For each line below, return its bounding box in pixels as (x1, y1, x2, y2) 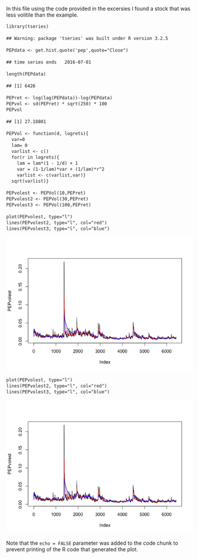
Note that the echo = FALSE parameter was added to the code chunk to (6, 539, 178, 547)
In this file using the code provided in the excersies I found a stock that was (6, 5, 191, 12)
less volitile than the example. (6, 11, 79, 18)
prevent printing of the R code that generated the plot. (6, 546, 138, 552)
